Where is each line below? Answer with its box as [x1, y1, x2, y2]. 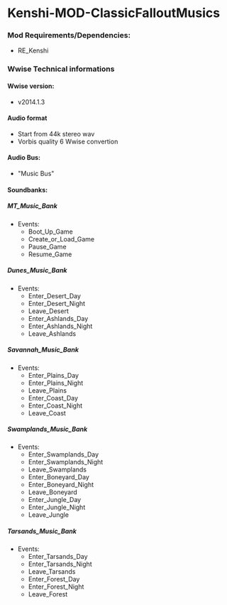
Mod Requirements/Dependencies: [7, 31, 131, 40]
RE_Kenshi [17, 46, 49, 55]
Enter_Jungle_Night [28, 503, 86, 512]
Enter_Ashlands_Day [28, 314, 89, 322]
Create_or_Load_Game [28, 234, 94, 243]
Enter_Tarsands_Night [28, 560, 92, 569]
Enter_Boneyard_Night [28, 481, 94, 489]
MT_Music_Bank [7, 202, 58, 210]
